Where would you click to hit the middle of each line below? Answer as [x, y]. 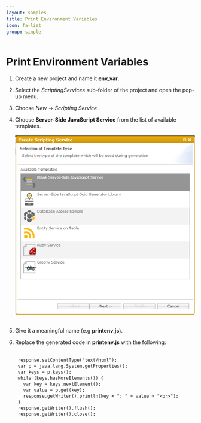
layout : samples [26, 13]
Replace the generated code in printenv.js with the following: [90, 342]
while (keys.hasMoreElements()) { [61, 378]
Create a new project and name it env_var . [67, 78]
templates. [28, 126]
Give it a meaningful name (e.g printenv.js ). [69, 331]
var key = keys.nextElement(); [62, 384]
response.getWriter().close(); [57, 414]
